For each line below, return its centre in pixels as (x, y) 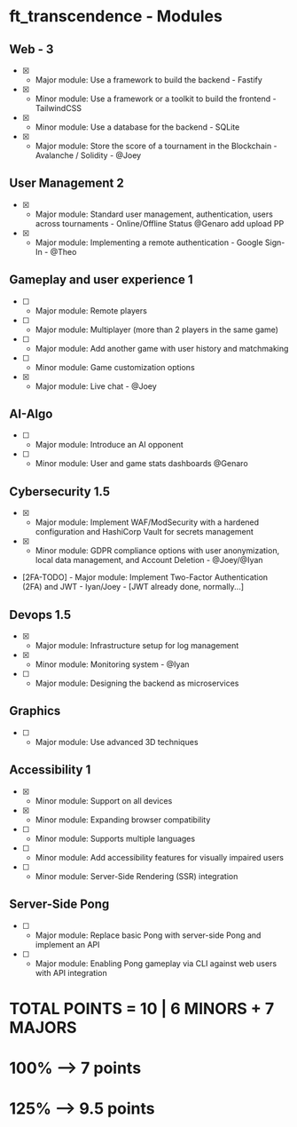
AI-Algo (31, 414)
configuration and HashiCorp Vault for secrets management (145, 532)
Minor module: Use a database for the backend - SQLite (137, 127)
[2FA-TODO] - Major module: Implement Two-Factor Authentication (145, 577)
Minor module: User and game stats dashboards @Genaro (141, 464)
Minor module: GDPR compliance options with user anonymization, (157, 551)
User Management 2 (66, 183)
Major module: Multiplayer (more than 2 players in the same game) (157, 329)
